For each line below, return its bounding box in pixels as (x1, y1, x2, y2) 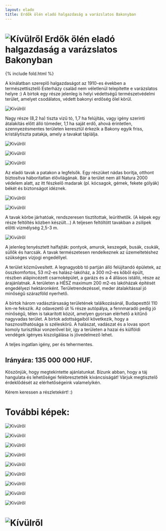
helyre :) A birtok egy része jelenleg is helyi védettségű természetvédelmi (5, 91, 155, 97)
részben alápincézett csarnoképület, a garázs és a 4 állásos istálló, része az (5, 275, 160, 281)
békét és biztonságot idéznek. (5, 186, 67, 192)
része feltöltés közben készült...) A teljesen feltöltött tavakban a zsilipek (5, 219, 152, 226)
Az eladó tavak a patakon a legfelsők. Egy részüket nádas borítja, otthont (5, 170, 154, 176)
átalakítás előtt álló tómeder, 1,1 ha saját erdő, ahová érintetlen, (5, 121, 133, 127)
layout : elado (5, 7, 35, 12)
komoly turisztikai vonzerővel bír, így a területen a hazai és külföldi (5, 327, 141, 332)
